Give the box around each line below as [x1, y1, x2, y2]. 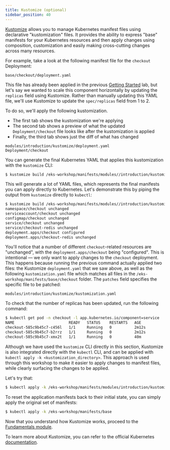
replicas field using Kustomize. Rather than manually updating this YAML [5, 92, 158, 98]
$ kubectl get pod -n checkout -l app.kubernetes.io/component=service [5, 316, 159, 321]
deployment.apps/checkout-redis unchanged [5, 234, 96, 240]
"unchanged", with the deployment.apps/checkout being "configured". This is [5, 249, 164, 255]
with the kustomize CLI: [5, 162, 53, 168]
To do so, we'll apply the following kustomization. [5, 108, 108, 114]
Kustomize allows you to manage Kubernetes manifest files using [5, 26, 141, 32]
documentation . [5, 439, 38, 445]
